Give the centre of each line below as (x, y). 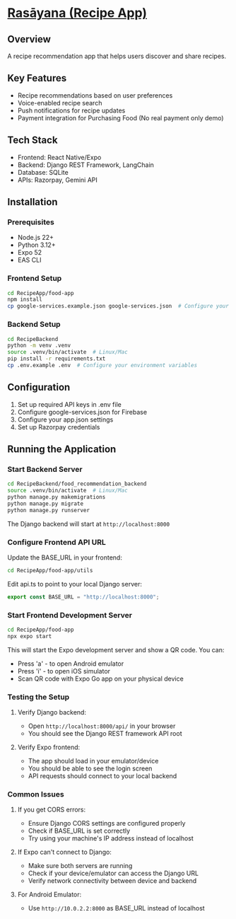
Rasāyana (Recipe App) (77, 13)
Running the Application (62, 450)
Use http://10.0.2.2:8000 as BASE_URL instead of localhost (116, 908)
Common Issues (36, 794)
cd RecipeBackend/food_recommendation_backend (77, 484)
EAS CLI (29, 260)
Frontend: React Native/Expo (59, 157)
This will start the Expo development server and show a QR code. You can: (116, 649)
